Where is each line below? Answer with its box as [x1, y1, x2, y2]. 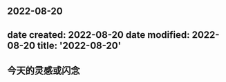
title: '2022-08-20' [37, 39, 122, 51]
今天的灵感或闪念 [7, 65, 80, 76]
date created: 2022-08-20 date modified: [7, 29, 190, 41]
